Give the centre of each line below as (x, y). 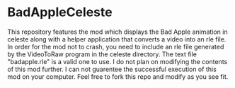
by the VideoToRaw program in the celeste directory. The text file (102, 54)
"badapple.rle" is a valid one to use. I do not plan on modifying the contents (117, 61)
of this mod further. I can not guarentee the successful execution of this (112, 69)
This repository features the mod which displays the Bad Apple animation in (117, 32)
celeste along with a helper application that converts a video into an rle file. (117, 39)
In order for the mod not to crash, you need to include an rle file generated (116, 46)
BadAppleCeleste (60, 12)
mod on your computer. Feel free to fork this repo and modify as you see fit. (118, 76)
